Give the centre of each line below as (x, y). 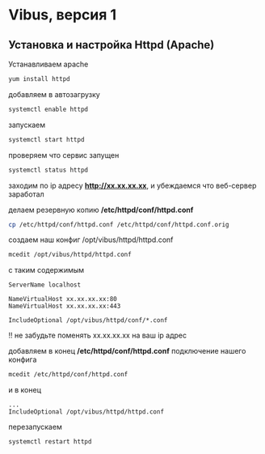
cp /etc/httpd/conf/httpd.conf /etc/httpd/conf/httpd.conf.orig (119, 224)
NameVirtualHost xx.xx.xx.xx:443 (65, 306)
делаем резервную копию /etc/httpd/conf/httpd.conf (101, 210)
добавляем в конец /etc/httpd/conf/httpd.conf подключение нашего (127, 351)
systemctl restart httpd (50, 442)
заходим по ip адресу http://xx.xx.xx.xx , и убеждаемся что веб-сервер (132, 185)
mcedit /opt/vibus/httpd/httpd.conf (70, 255)
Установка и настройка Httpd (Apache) (111, 45)
